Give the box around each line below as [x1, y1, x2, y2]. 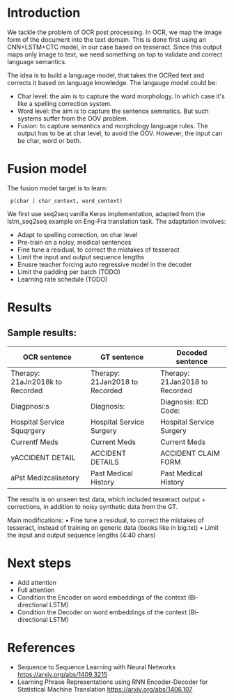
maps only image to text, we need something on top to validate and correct [7, 50, 223, 59]
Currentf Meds [10, 437, 59, 447]
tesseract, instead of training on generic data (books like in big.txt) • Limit [7, 523, 219, 531]
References [7, 640, 75, 655]
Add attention [17, 578, 57, 586]
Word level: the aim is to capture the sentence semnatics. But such [17, 107, 209, 115]
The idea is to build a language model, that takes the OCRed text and [7, 71, 204, 79]
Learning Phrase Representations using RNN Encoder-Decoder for [17, 678, 208, 686]
